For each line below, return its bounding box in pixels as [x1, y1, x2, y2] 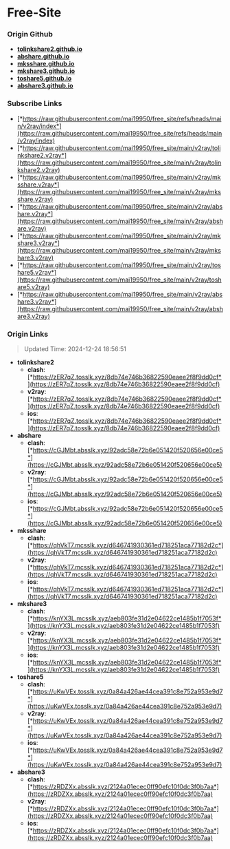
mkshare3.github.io [16, 67, 76, 75]
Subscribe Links [7, 98, 62, 108]
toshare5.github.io [16, 74, 72, 83]
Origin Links [7, 329, 49, 339]
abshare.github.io [16, 52, 70, 61]
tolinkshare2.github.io [16, 45, 82, 53]
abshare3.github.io [16, 81, 73, 90]
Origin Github [7, 30, 54, 39]
